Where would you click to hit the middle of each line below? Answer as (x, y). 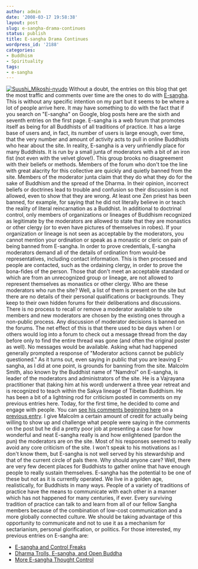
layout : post (22, 22)
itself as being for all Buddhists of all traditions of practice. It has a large (94, 127)
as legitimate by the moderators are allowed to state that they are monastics (98, 221)
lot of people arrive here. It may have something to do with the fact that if (95, 108)
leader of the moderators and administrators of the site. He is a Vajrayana (95, 378)
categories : (21, 50)
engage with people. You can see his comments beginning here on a (90, 410)
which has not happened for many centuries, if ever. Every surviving (89, 498)
